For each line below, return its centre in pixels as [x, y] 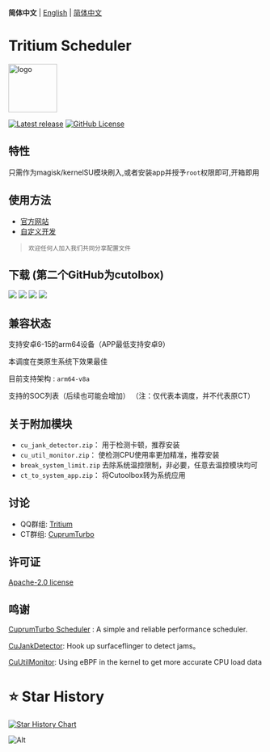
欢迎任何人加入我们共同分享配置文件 [79, 248]
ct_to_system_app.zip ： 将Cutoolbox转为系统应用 [103, 475]
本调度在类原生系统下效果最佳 [58, 361]
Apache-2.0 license [41, 582]
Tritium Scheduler [70, 46]
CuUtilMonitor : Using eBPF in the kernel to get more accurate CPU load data [135, 662]
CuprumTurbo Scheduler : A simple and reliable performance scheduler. [128, 629]
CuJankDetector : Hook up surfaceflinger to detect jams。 [104, 646]
